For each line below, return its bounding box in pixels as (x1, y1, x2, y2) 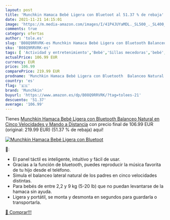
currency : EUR (5, 59, 35, 65)
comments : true (5, 26, 37, 32)
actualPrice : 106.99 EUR (5, 54, 58, 60)
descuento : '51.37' (5, 97, 47, 102)
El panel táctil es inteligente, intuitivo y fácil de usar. (12, 156, 120, 163)
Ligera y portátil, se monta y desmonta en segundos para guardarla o (12, 194, 157, 200)
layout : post (5, 7, 33, 13)
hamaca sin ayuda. (12, 188, 52, 195)
